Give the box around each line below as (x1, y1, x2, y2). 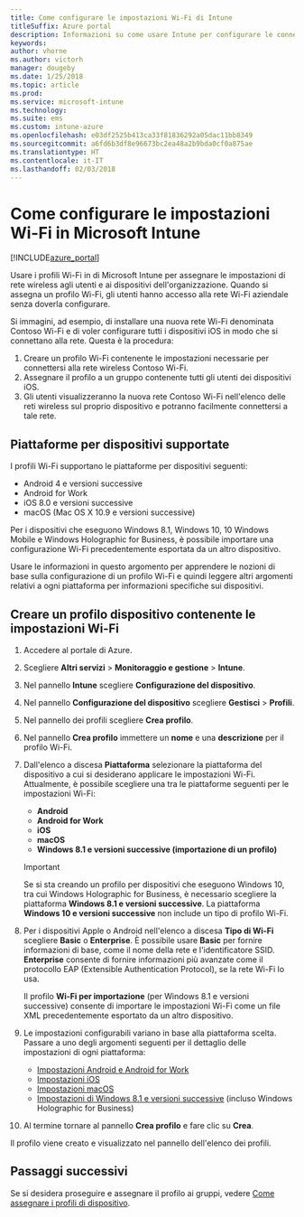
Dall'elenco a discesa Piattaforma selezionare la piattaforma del (23, 759, 263, 770)
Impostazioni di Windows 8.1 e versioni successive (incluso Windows (36, 1092, 293, 1103)
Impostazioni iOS (36, 1073, 100, 1084)
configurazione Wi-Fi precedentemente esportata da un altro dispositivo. (10, 544, 281, 555)
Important (23, 861, 60, 872)
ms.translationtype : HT (10, 147, 100, 156)
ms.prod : (10, 89, 43, 98)
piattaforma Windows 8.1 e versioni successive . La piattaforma (23, 898, 261, 909)
